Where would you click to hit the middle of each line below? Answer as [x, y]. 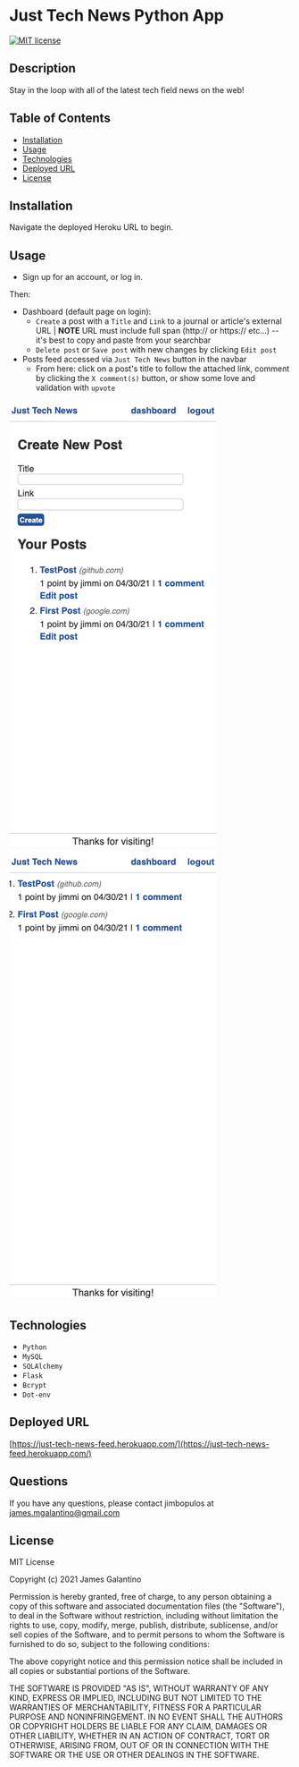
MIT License [32, 1562]
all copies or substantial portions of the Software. [100, 1671]
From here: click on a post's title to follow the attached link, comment [162, 369]
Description [42, 68]
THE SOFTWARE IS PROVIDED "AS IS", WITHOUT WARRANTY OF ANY [139, 1688]
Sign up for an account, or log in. [83, 277]
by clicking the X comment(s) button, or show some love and [145, 378]
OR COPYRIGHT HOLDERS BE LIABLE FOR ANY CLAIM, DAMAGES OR [138, 1727]
